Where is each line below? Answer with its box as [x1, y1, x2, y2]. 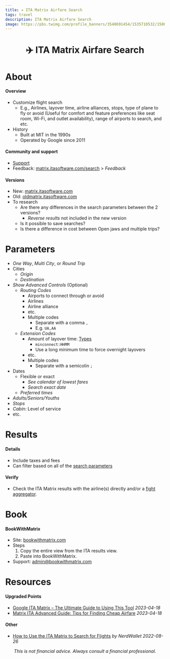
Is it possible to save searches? [20, 221, 86, 227]
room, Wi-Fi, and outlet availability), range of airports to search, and [20, 115, 162, 122]
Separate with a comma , [35, 320, 89, 326]
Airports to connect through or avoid [27, 292, 104, 299]
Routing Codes [20, 287, 52, 294]
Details [5, 446, 21, 452]
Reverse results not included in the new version [27, 215, 126, 221]
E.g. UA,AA [35, 325, 56, 331]
